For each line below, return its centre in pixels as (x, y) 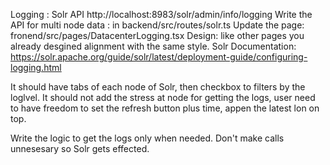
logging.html (36, 67)
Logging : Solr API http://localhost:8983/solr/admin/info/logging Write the (161, 14)
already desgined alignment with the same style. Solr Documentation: (153, 46)
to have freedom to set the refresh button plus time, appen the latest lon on (165, 108)
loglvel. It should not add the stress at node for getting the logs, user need (163, 97)
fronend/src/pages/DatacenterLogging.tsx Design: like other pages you (157, 35)
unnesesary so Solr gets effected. (80, 148)
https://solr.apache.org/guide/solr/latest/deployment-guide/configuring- (159, 57)
